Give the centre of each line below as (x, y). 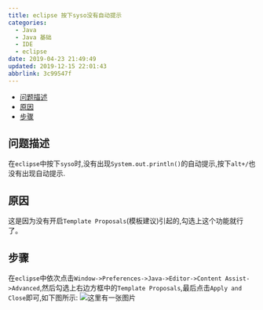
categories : (27, 23)
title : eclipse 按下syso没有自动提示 (65, 15)
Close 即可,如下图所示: (43, 297)
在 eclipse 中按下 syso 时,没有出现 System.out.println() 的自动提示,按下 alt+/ (128, 164)
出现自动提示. (44, 174)
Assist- (237, 279)
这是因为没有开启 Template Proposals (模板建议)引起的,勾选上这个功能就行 (126, 221)
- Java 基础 (34, 37)
